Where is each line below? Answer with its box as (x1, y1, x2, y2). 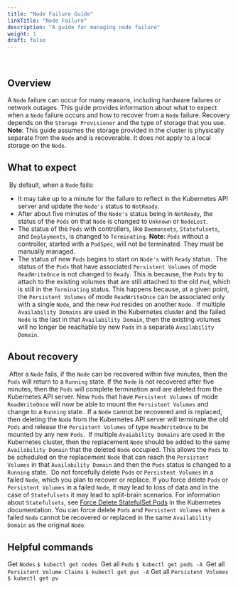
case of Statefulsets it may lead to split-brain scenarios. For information (7, 490, 220, 499)
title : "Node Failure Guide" (7, 10, 94, 18)
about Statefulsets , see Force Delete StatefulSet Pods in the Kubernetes (7, 498, 222, 507)
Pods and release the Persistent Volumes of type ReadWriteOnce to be (7, 422, 209, 431)
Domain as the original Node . (7, 520, 87, 529)
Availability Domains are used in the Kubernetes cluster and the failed (17, 307, 226, 316)
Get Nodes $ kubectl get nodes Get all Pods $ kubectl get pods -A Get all (7, 560, 225, 568)
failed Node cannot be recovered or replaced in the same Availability (7, 513, 212, 522)
